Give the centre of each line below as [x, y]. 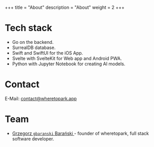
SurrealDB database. [34, 47]
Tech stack [28, 28]
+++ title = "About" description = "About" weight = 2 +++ [65, 7]
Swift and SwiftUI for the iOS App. [48, 53]
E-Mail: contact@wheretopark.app [41, 99]
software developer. [33, 139]
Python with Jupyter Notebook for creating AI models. [69, 64]
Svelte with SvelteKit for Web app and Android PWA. [67, 58]
